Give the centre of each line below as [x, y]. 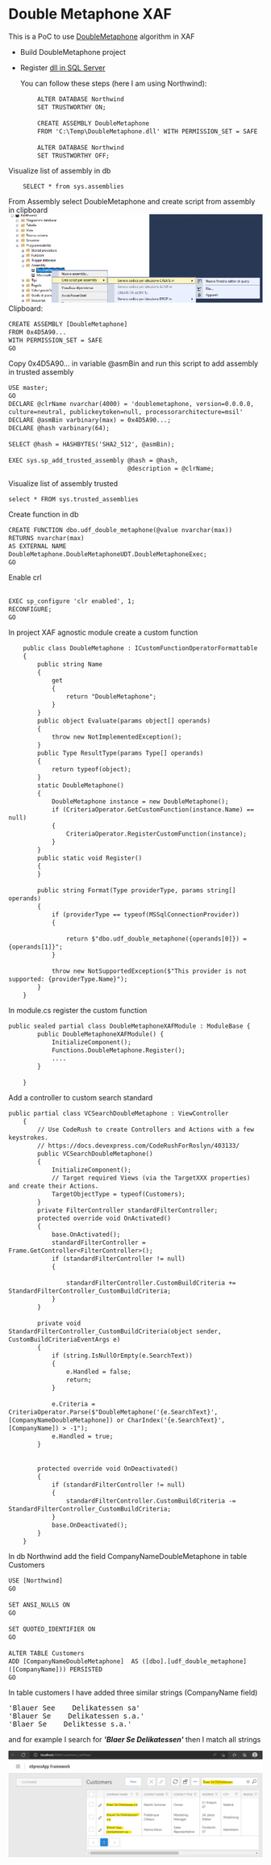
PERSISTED [86, 1669]
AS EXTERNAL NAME [38, 546]
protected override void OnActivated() [104, 1218]
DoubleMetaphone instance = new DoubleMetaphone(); [140, 801]
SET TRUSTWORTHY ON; [72, 107]
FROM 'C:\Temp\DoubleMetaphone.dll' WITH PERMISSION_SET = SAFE [148, 131]
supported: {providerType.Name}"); [68, 979]
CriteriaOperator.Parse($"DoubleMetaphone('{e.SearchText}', [113, 1412]
